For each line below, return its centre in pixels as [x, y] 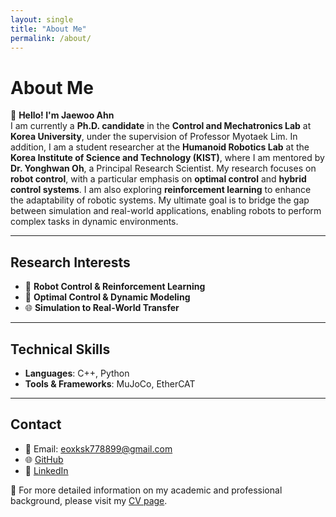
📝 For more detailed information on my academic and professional [146, 490]
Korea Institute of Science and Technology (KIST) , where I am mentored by [167, 158]
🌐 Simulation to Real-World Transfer [102, 308]
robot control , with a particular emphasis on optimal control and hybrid [158, 179]
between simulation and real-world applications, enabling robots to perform [166, 211]
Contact [36, 424]
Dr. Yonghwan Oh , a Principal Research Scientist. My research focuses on [163, 168]
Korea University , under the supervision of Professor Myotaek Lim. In [154, 137]
